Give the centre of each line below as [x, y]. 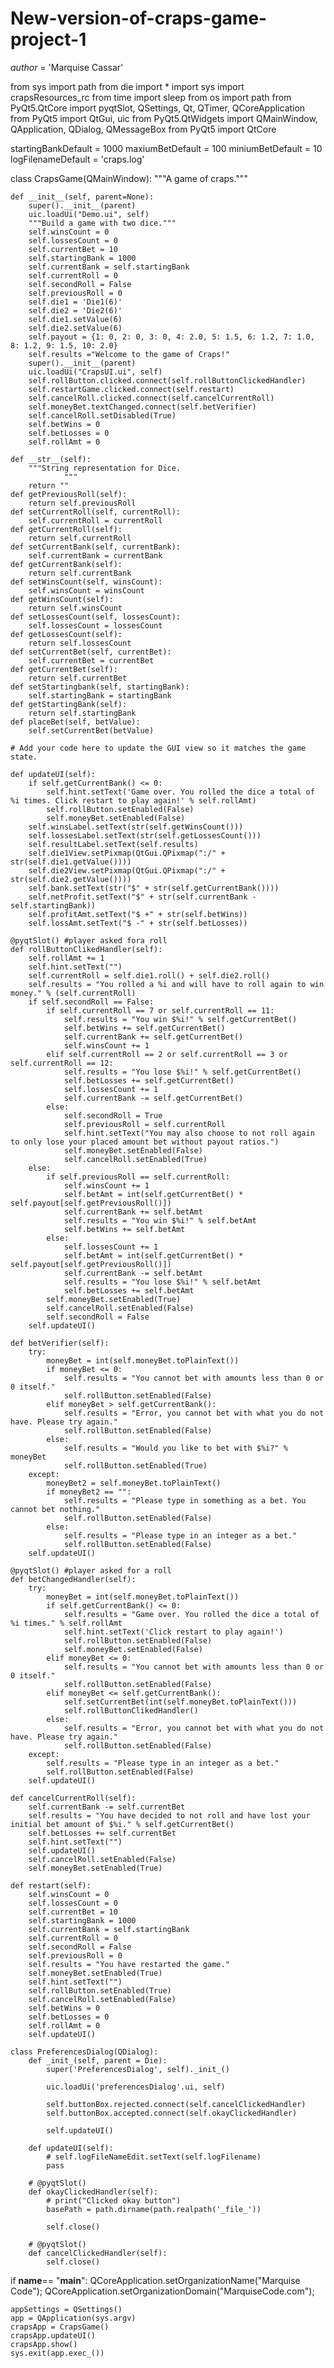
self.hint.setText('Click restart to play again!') [173, 1632]
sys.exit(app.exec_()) [57, 2353]
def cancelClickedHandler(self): [98, 2253]
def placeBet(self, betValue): [75, 722]
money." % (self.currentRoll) [73, 993]
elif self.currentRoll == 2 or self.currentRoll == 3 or [167, 1054]
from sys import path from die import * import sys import [127, 86]
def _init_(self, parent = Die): [98, 2060]
